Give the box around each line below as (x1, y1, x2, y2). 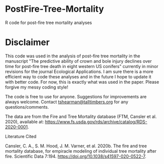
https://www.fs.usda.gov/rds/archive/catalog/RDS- (45, 118, 148, 124)
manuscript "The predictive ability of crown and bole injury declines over (5, 58, 152, 64)
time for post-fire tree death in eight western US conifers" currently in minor (5, 63, 159, 69)
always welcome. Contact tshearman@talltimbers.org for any (5, 99, 128, 105)
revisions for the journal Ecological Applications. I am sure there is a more (5, 69, 153, 74)
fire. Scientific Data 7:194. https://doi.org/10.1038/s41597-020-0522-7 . (5, 153, 146, 159)
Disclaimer (5, 37, 50, 48)
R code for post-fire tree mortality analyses (5, 20, 92, 25)
